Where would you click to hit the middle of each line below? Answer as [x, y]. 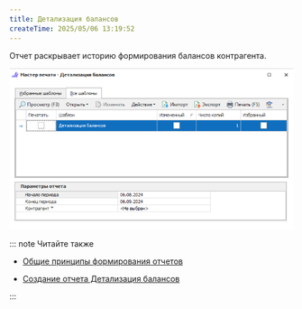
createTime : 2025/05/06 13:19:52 [72, 28]
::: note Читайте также [52, 243]
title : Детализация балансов [64, 19]
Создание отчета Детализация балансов [101, 278]
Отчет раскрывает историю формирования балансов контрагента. [138, 55]
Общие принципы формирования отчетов [102, 261]
